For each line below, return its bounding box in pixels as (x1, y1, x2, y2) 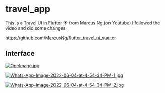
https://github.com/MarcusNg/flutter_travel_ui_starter (5, 35, 116, 41)
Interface (5, 49, 35, 58)
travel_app (5, 3, 50, 15)
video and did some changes (5, 25, 66, 31)
